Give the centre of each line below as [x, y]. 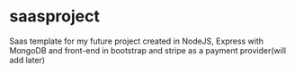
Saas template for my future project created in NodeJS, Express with [136, 41]
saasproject [55, 16]
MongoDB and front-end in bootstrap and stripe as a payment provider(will [147, 50]
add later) [27, 60]
